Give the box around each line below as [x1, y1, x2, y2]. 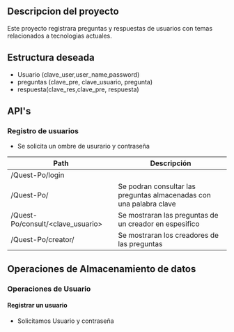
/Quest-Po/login [10, 170, 65, 180]
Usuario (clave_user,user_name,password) [17, 70, 140, 79]
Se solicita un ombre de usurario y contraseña [17, 142, 150, 151]
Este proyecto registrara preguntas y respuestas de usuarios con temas [7, 24, 213, 32]
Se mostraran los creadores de [118, 230, 219, 240]
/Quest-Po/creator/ [10, 235, 75, 245]
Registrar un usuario [7, 301, 68, 310]
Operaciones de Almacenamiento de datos [7, 263, 196, 275]
